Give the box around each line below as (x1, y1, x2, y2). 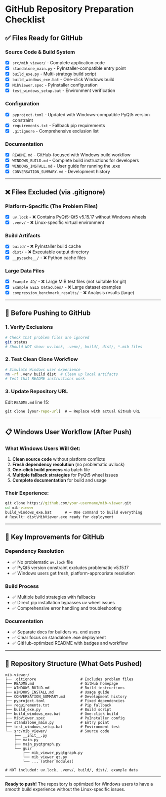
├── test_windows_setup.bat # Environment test (5, 724, 121, 730)
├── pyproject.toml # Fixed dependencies (5, 699, 125, 704)
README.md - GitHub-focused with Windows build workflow (12, 152, 131, 158)
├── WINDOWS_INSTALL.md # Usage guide (5, 690, 110, 695)
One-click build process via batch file (12, 467, 90, 473)
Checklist (5, 14, 45, 25)
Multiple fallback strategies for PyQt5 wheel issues (12, 472, 119, 478)
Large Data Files (5, 267, 45, 274)
